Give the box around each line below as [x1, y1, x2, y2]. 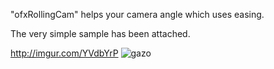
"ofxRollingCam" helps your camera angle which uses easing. [10, 9, 265, 20]
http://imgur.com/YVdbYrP [10, 47, 119, 59]
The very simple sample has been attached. [10, 28, 191, 39]
